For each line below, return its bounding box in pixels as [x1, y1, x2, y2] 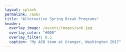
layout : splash [4, 7, 36, 12]
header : [4, 21, 21, 26]
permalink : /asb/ [4, 12, 41, 17]
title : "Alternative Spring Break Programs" [4, 16, 99, 21]
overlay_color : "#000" [9, 30, 56, 35]
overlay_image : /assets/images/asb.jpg [9, 26, 92, 31]
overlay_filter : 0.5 [9, 35, 52, 40]
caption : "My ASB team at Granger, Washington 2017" [9, 40, 121, 45]
